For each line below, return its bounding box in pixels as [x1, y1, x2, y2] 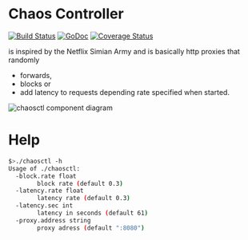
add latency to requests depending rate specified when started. [19, 87, 230, 96]
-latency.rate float [15, 187, 84, 195]
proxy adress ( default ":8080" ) [37, 224, 146, 232]
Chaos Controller [8, 5, 124, 23]
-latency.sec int [15, 202, 74, 210]
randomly [8, 55, 40, 65]
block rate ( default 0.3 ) [37, 179, 124, 187]
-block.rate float [15, 172, 78, 180]
